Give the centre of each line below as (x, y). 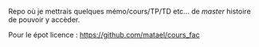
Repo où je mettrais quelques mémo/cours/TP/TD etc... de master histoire (129, 11)
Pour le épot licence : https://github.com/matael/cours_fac (104, 35)
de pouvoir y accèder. (44, 20)
